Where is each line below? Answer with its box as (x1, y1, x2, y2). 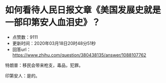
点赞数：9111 (12, 34, 38, 40)
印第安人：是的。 (5, 73, 40, 79)
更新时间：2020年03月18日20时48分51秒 (12, 40, 96, 46)
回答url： (12, 46, 31, 52)
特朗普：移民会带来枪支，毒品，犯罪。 (5, 62, 83, 68)
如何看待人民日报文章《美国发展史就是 (5, 4, 162, 16)
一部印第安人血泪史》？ (5, 17, 101, 28)
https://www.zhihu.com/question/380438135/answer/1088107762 (12, 52, 147, 58)
